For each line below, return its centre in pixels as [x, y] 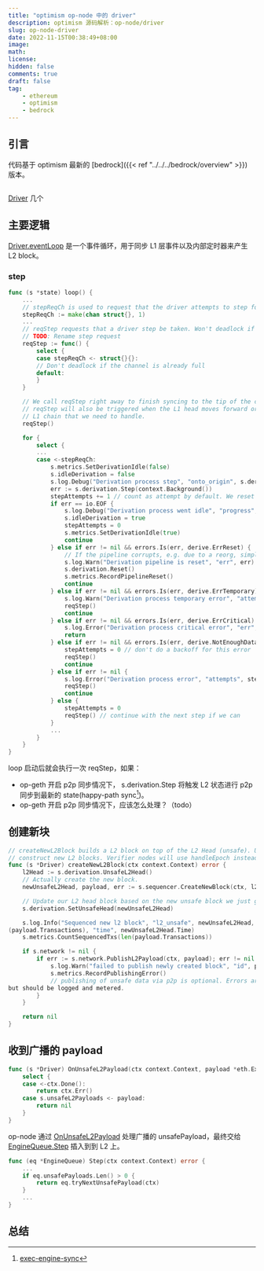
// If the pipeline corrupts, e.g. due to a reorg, [150, 555]
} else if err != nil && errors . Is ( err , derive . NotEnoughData [154, 643]
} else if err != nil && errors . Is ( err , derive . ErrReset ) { [150, 547]
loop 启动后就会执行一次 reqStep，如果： [75, 768]
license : [22, 60]
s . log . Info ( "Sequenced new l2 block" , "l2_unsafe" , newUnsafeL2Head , [139, 923]
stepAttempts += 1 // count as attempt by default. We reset [152, 496]
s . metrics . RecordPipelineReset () [119, 577]
